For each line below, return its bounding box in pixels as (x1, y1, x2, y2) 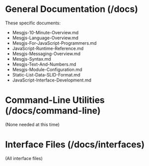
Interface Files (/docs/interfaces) (5, 139, 145, 150)
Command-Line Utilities (5, 94, 105, 106)
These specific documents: (5, 20, 61, 26)
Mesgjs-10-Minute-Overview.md (12, 29, 79, 35)
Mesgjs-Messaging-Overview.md (12, 51, 81, 57)
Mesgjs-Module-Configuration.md (12, 66, 83, 73)
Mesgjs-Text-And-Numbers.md (12, 61, 77, 67)
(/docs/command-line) (5, 105, 100, 116)
